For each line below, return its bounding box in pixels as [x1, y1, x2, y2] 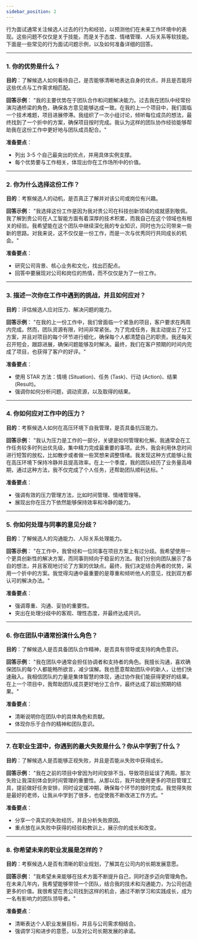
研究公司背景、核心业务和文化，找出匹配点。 [14, 262, 124, 269]
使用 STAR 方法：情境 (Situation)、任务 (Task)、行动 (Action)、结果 [14, 373, 178, 380]
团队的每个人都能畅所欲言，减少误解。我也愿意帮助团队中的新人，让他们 [11, 666, 187, 673]
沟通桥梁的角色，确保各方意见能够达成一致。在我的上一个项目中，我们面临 [11, 104, 192, 111]
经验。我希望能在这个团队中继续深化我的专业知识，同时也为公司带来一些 [16, 222, 192, 229]
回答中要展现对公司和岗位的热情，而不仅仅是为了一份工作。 [14, 269, 160, 277]
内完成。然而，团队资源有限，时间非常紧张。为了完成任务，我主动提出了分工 [6, 326, 192, 333]
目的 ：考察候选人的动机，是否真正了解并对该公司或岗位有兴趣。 [6, 195, 161, 202]
